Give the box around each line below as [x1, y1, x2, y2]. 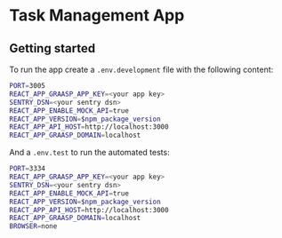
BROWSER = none [9, 222, 58, 231]
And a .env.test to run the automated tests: [9, 147, 171, 158]
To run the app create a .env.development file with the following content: [9, 64, 274, 75]
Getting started [9, 41, 96, 56]
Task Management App [9, 5, 185, 26]
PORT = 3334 [9, 164, 46, 173]
